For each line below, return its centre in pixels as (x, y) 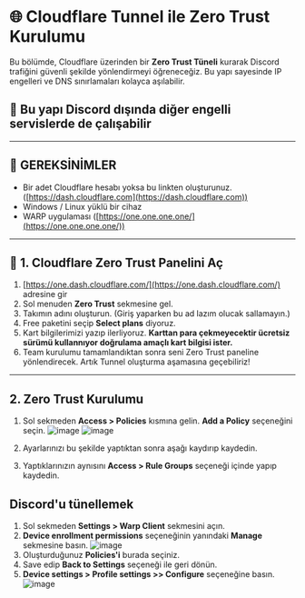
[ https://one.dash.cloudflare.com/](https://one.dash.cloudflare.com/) (152, 284)
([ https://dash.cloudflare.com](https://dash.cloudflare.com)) (135, 196)
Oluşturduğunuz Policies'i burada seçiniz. (101, 555)
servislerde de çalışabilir (80, 124)
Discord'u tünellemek (72, 504)
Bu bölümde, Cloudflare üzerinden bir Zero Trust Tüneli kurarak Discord (144, 62)
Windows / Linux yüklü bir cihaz (82, 206)
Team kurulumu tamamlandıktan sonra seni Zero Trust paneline (141, 353)
